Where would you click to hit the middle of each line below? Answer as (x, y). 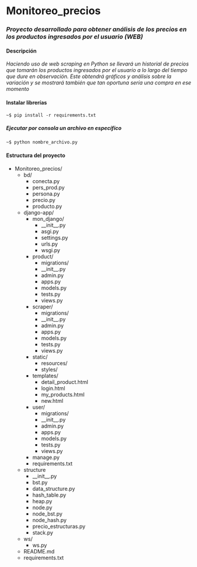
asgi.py (50, 231)
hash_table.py (49, 495)
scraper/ (42, 307)
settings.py (55, 237)
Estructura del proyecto (36, 155)
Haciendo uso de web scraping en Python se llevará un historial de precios (98, 64)
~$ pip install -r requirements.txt (51, 115)
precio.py (44, 200)
